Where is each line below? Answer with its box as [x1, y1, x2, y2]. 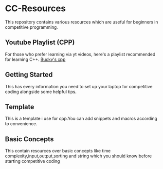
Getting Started [5, 71, 53, 79]
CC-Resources [5, 3, 66, 14]
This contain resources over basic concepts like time [5, 148, 111, 154]
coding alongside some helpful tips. [5, 89, 77, 94]
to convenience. [5, 121, 37, 127]
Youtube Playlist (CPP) [5, 38, 75, 47]
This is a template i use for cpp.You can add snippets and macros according [5, 115, 157, 122]
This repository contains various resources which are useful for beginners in [5, 19, 158, 25]
